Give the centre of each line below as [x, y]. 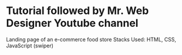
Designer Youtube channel [72, 23]
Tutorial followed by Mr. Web [77, 11]
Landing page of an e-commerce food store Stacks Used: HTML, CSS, [91, 39]
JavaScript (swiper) [30, 46]
